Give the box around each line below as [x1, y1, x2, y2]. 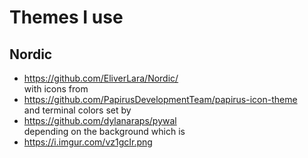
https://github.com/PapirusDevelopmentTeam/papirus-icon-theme [23, 94, 298, 105]
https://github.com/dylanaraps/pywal [23, 115, 177, 126]
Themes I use [9, 6, 124, 29]
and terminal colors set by [23, 104, 132, 116]
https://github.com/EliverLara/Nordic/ [23, 72, 179, 84]
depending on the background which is [23, 126, 186, 137]
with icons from [23, 83, 89, 95]
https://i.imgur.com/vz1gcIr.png [23, 136, 153, 148]
